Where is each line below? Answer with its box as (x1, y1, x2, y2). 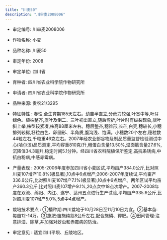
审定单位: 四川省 (12, 68, 46, 75)
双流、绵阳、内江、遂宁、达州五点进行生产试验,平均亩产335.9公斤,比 (21, 189, 162, 195)
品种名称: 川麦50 (12, 47, 47, 53)
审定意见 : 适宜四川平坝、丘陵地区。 (12, 229, 86, 235)
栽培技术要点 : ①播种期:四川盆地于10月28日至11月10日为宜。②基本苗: (12, 206, 158, 212)
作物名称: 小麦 (12, 37, 41, 43)
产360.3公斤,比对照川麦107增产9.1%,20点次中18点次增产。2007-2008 (12, 183, 155, 189)
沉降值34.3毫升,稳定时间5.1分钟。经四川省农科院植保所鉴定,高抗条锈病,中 (12, 148, 162, 154)
